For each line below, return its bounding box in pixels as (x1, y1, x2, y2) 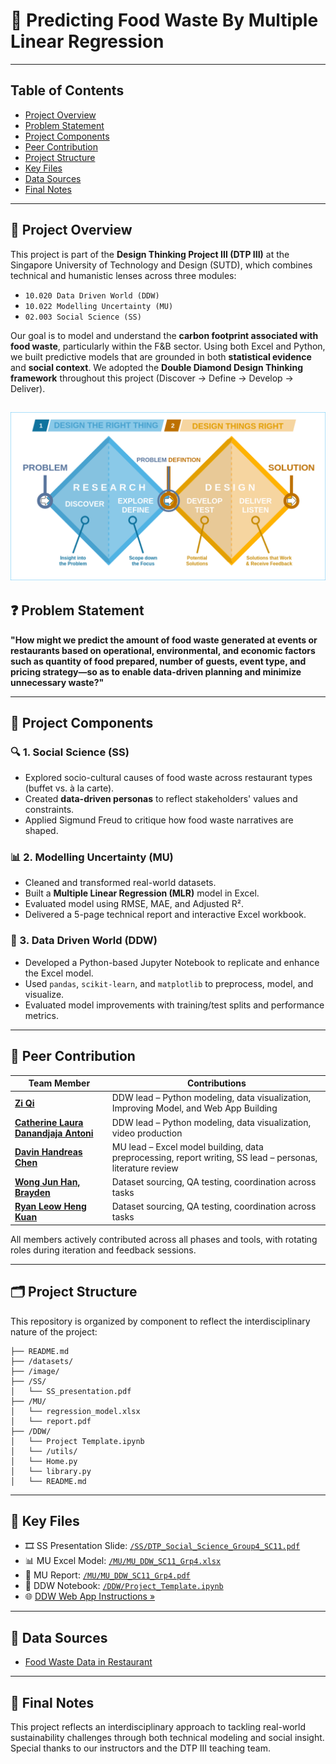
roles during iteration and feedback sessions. (10, 1244, 197, 1256)
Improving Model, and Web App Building (111, 1102, 278, 1114)
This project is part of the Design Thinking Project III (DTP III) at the (10, 248, 290, 260)
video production (111, 1127, 183, 1139)
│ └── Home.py (10, 1456, 78, 1466)
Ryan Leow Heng (14, 1200, 87, 1213)
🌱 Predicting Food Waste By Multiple (10, 9, 319, 32)
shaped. (24, 825, 59, 837)
